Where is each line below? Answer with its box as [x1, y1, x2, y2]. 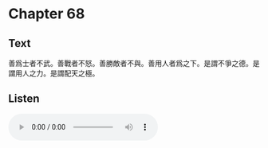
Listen [8, 92, 40, 106]
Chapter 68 [8, 5, 85, 23]
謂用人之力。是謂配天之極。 [8, 68, 100, 78]
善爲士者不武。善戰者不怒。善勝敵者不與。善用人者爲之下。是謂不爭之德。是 [8, 59, 260, 68]
